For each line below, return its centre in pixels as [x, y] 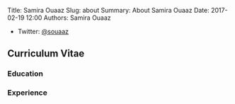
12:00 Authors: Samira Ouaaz [68, 18]
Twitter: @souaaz [43, 31]
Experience [27, 93]
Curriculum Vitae [46, 53]
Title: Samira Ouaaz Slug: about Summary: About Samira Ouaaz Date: [109, 10]
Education [25, 74]
